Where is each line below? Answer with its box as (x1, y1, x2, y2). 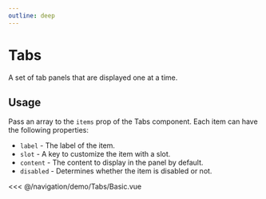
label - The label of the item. (19, 141, 116, 150)
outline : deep (8, 11, 56, 20)
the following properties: (8, 125, 89, 135)
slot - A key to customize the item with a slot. (19, 149, 171, 159)
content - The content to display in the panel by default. (19, 157, 204, 168)
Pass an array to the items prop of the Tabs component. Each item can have (8, 117, 258, 126)
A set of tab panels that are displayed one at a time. (8, 73, 178, 82)
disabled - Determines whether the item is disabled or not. (19, 166, 212, 176)
